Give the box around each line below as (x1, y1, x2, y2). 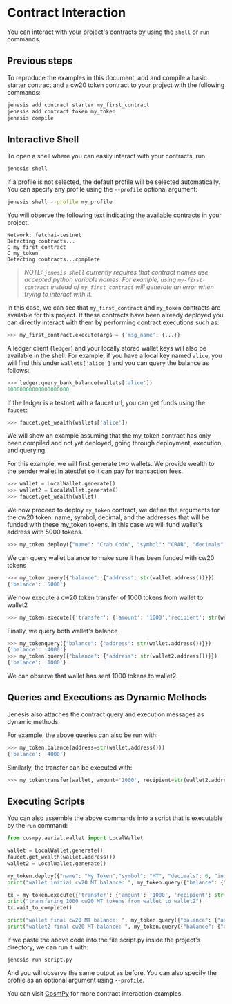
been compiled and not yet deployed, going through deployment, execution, (7, 439, 223, 447)
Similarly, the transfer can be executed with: (7, 763, 133, 772)
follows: (7, 366, 30, 374)
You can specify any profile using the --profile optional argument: (7, 185, 198, 194)
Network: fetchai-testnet (7, 232, 81, 239)
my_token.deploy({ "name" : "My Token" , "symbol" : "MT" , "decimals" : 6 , (7, 873, 212, 880)
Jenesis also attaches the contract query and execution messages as (7, 710, 204, 718)
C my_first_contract (7, 243, 67, 250)
